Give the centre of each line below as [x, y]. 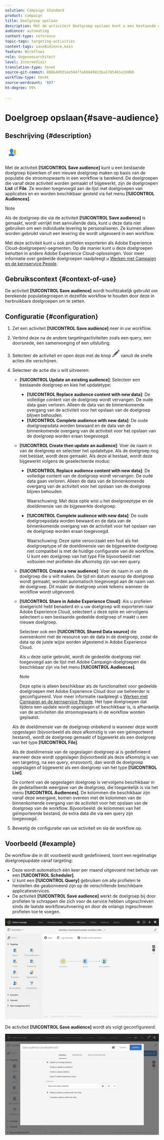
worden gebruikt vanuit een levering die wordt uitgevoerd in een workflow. [80, 233]
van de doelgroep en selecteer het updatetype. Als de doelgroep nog [89, 451]
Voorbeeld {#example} [41, 843]
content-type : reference [30, 36]
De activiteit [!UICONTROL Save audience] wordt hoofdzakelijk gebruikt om [81, 291]
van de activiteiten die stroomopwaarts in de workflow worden [82, 712]
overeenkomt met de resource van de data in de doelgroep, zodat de [89, 637]
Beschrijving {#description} [48, 136]
